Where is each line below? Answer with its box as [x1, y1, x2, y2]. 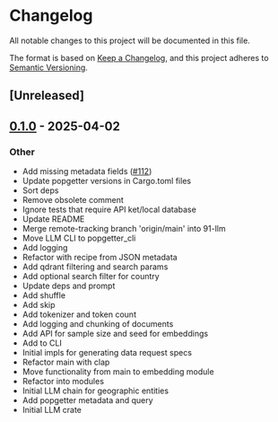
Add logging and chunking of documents [22, 319, 174, 330]
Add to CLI [22, 338, 63, 348]
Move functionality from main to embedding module [22, 366, 214, 377]
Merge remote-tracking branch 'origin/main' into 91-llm [22, 224, 226, 234]
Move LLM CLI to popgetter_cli [22, 233, 136, 243]
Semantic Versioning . [9, 62, 88, 73]
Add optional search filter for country [22, 271, 160, 282]
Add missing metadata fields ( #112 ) [22, 166, 152, 177]
